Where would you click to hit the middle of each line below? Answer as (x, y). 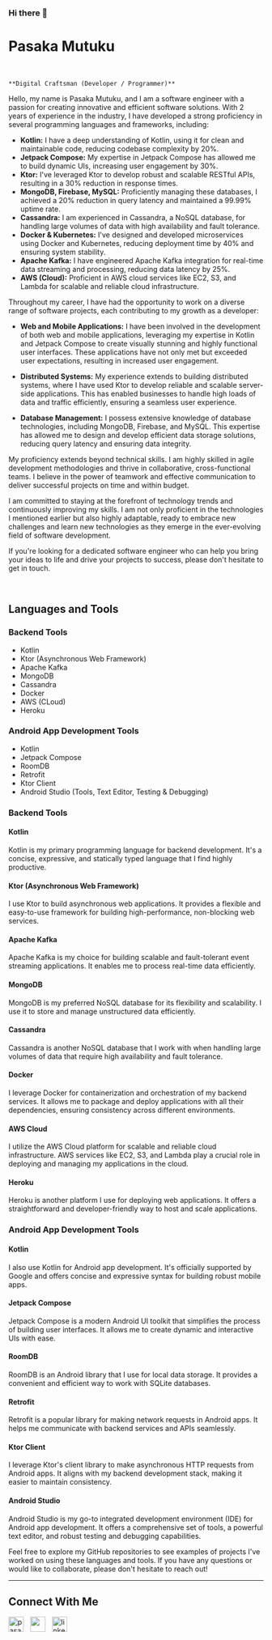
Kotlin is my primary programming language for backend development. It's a (135, 850)
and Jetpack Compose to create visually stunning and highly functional (138, 343)
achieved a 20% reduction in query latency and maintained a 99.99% (136, 200)
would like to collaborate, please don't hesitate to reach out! (108, 1569)
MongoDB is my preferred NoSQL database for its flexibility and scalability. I (135, 1002)
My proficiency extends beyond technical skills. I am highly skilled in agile (132, 459)
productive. (28, 867)
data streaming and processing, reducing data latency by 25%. (125, 269)
